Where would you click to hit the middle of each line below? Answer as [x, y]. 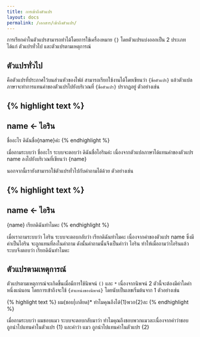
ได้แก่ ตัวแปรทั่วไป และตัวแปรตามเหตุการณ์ [49, 47]
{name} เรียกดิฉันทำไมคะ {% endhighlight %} [58, 225]
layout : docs [23, 17]
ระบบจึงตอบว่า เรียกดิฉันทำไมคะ [38, 250]
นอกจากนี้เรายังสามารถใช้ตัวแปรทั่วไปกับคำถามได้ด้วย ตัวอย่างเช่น [70, 171]
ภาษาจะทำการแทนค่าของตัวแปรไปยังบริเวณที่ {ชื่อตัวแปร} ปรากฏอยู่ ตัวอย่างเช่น [83, 86]
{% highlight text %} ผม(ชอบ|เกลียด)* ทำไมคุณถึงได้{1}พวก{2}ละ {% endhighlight [98, 302]
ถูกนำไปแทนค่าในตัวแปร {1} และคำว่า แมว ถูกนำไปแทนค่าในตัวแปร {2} [78, 327]
